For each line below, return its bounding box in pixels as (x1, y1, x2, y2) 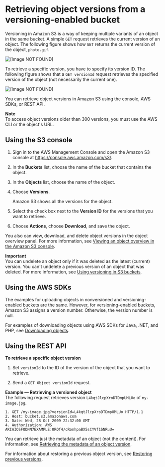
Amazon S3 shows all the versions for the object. (12, 198, 113, 204)
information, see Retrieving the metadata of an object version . (5, 441, 132, 447)
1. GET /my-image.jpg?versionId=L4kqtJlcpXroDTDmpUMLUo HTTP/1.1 (5, 410, 143, 415)
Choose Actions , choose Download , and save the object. (12, 223, 130, 229)
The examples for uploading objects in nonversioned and (5, 296, 122, 302)
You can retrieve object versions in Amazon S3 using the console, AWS (5, 96, 151, 102)
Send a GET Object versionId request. (12, 380, 91, 386)
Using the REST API (5, 342, 67, 350)
